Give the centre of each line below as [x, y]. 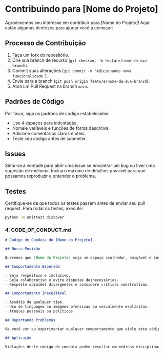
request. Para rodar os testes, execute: [44, 209]
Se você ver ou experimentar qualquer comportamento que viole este [76, 329]
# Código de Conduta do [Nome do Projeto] [49, 240]
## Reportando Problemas [30, 320]
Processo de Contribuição [46, 43]
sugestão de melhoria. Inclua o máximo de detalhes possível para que [75, 171]
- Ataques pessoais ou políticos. [40, 311]
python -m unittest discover [35, 217]
